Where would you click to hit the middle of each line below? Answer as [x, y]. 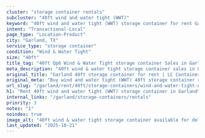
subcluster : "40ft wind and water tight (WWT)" [68, 18]
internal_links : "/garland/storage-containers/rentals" [79, 97]
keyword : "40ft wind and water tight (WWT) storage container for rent [99, 23]
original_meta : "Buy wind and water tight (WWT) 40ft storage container [101, 80]
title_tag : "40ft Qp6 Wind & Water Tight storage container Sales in [97, 63]
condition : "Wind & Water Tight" [49, 52]
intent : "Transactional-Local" [46, 29]
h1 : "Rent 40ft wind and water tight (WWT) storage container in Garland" [103, 92]
